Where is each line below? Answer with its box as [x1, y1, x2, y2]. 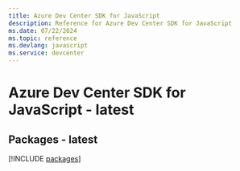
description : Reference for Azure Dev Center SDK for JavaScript [8, 19, 232, 27]
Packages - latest [8, 132, 98, 146]
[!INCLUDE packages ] [8, 154, 81, 163]
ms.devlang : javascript [8, 42, 89, 50]
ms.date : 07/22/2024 [8, 26, 78, 35]
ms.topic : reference [8, 34, 78, 43]
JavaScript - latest [8, 101, 134, 119]
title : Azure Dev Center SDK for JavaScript [8, 11, 160, 20]
